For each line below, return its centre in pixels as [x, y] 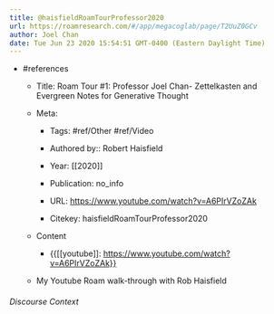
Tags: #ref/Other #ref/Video [102, 131]
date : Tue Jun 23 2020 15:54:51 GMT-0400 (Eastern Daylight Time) [137, 43]
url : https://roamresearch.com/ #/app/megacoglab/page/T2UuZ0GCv [133, 26]
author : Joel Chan [44, 34]
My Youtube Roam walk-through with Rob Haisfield [131, 281]
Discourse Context [44, 301]
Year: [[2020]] [76, 166]
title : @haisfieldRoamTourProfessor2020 [87, 18]
